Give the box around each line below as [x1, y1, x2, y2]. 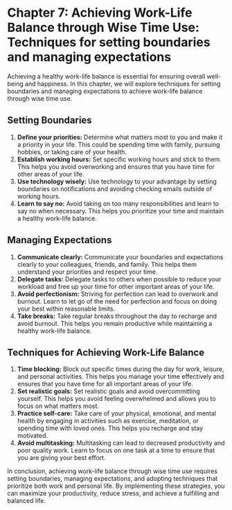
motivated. [17, 431, 48, 440]
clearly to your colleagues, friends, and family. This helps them [17, 260, 197, 268]
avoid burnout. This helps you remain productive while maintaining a [17, 319, 213, 327]
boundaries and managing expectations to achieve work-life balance [7, 87, 203, 95]
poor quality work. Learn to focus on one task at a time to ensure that [17, 446, 215, 454]
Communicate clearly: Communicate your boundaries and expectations [17, 252, 224, 261]
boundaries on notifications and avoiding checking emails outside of [17, 184, 213, 192]
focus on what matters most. [17, 402, 99, 411]
